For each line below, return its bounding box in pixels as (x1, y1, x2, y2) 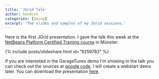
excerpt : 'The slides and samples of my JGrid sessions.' (5, 20, 126, 26)
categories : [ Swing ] (5, 16, 48, 21)
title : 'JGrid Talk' (5, 7, 48, 12)
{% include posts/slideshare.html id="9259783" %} (5, 49, 109, 55)
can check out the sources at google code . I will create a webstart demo (5, 63, 151, 69)
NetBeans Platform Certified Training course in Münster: (5, 39, 119, 45)
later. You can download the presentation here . (5, 69, 100, 75)
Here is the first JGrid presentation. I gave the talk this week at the (5, 34, 139, 40)
